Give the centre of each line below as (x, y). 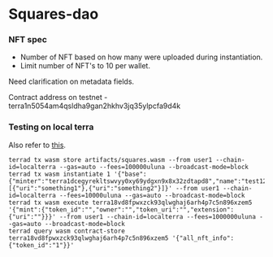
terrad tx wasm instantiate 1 (60, 174)
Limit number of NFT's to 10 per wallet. (85, 66)
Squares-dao (54, 14)
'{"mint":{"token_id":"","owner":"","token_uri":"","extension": (121, 209)
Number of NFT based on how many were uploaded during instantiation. (141, 57)
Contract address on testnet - (58, 98)
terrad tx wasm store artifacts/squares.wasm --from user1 (110, 159)
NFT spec (28, 40)
